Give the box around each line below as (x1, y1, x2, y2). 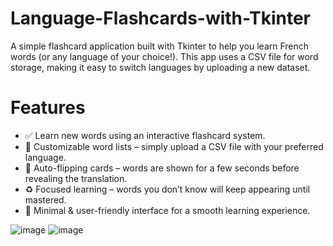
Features (10, 97, 86, 119)
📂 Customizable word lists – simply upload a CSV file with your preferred (24, 140, 324, 152)
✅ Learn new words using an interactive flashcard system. (24, 129, 266, 141)
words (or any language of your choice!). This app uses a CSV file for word (10, 50, 319, 62)
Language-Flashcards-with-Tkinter (10, 7, 312, 30)
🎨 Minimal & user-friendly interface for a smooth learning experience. (24, 204, 311, 216)
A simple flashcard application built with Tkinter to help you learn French (10, 40, 310, 52)
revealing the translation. (24, 172, 128, 184)
